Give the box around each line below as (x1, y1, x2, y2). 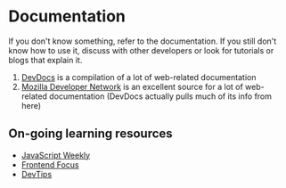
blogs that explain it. (8, 54, 83, 65)
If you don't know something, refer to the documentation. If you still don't (8, 36, 277, 46)
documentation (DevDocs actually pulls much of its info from (49, 91, 273, 102)
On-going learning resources (8, 127, 173, 142)
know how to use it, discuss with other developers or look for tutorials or (8, 45, 274, 55)
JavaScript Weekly (20, 150, 91, 160)
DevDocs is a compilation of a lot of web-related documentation (20, 71, 257, 82)
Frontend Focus (20, 159, 79, 170)
